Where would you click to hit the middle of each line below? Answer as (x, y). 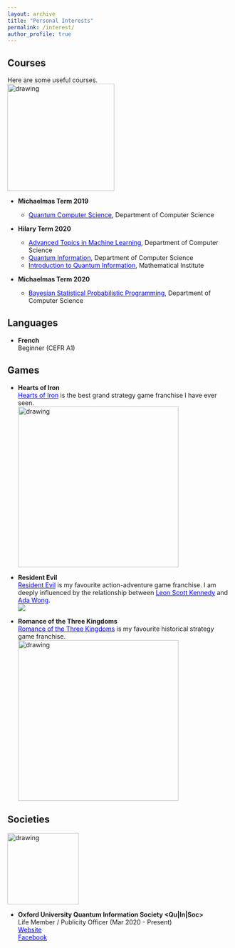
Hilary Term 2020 (44, 229)
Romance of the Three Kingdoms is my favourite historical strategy (116, 629)
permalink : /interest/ (41, 27)
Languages (33, 323)
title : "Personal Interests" (51, 21)
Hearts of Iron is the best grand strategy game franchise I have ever (117, 395)
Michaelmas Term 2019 (53, 201)
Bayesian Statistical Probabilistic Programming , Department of (120, 293)
